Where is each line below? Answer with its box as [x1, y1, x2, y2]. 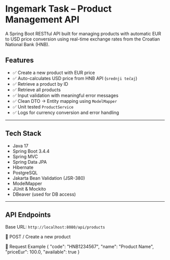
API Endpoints [5, 210, 51, 219]
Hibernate [12, 164, 34, 170]
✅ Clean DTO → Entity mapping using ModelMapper [12, 98, 117, 104]
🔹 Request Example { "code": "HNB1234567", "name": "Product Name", [5, 244, 154, 250]
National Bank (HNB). [5, 41, 50, 47]
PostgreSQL [12, 169, 38, 175]
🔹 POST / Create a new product [5, 234, 71, 240]
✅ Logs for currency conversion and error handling [12, 109, 119, 116]
